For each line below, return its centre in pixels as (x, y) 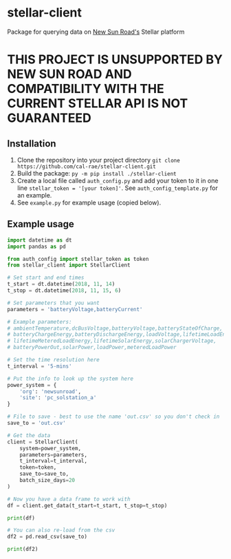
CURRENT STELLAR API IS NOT (98, 104)
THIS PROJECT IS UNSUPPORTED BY (115, 60)
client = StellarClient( (43, 442)
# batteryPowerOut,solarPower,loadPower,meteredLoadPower (92, 348)
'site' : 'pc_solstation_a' (58, 398)
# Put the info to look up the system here (70, 379)
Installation (32, 144)
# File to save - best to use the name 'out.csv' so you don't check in (113, 417)
